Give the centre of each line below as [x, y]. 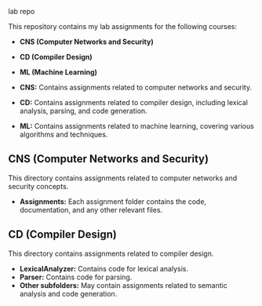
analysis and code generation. [68, 293]
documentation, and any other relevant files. [91, 209]
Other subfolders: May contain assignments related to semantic [123, 285]
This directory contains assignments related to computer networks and [123, 178]
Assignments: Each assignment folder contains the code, [113, 201]
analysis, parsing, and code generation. [83, 111]
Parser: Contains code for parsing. [76, 277]
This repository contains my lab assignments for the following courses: [123, 26]
